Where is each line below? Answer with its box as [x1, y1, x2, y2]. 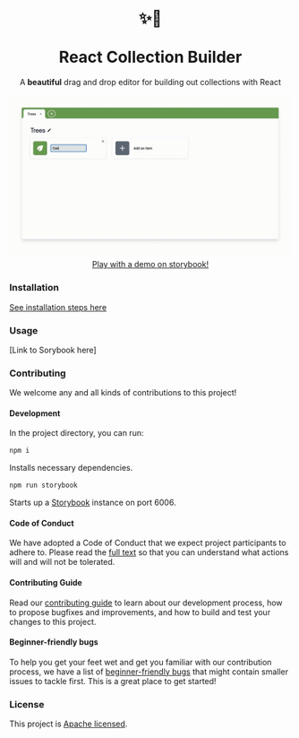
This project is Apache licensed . [9, 718, 128, 729]
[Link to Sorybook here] [9, 344, 97, 355]
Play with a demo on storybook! [92, 259, 209, 270]
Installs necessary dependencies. [9, 463, 133, 473]
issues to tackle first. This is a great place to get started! [9, 675, 217, 686]
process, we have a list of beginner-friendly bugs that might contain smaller [9, 666, 289, 677]
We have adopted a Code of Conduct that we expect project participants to [9, 537, 286, 549]
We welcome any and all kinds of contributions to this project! [9, 387, 237, 398]
